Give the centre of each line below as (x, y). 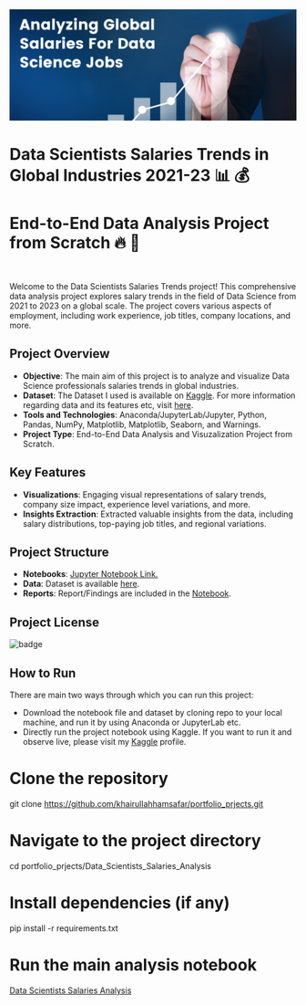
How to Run (43, 673)
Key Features (48, 472)
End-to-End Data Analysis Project (139, 224)
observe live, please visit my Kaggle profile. (104, 742)
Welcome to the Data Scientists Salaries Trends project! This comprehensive (153, 287)
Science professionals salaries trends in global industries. (131, 385)
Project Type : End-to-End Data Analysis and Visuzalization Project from (158, 434)
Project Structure (59, 553)
